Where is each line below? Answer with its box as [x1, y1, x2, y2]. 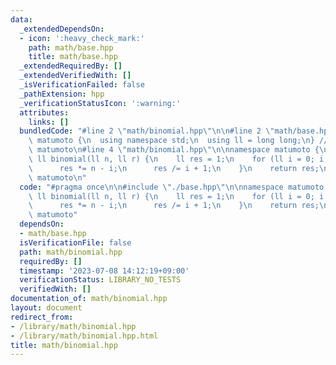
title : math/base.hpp [28, 52, 118, 62]
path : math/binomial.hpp [19, 247, 123, 257]
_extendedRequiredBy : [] [19, 61, 123, 71]
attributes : [19, 107, 70, 118]
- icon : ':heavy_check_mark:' [19, 33, 145, 43]
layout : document [10, 303, 83, 313]
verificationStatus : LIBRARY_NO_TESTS [19, 275, 182, 285]
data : [10, 14, 33, 25]
